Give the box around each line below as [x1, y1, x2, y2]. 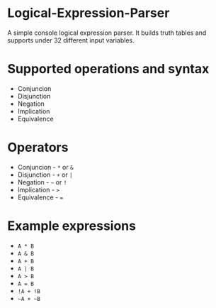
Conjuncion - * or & [17, 163, 74, 171]
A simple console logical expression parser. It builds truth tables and [7, 28, 207, 37]
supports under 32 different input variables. [7, 35, 135, 44]
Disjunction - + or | [17, 170, 73, 179]
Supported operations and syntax [7, 61, 210, 77]
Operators [7, 140, 69, 155]
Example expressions [7, 218, 137, 233]
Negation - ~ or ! [17, 177, 67, 186]
